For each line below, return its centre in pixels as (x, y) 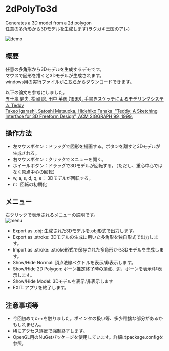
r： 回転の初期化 (30, 184)
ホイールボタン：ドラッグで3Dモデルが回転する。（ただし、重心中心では (88, 165)
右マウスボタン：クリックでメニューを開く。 (59, 159)
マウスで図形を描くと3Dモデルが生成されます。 (55, 75)
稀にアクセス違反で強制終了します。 (50, 331)
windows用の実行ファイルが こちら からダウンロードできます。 (70, 82)
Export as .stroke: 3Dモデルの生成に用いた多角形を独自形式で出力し (83, 237)
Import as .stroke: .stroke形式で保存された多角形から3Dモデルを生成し (86, 250)
